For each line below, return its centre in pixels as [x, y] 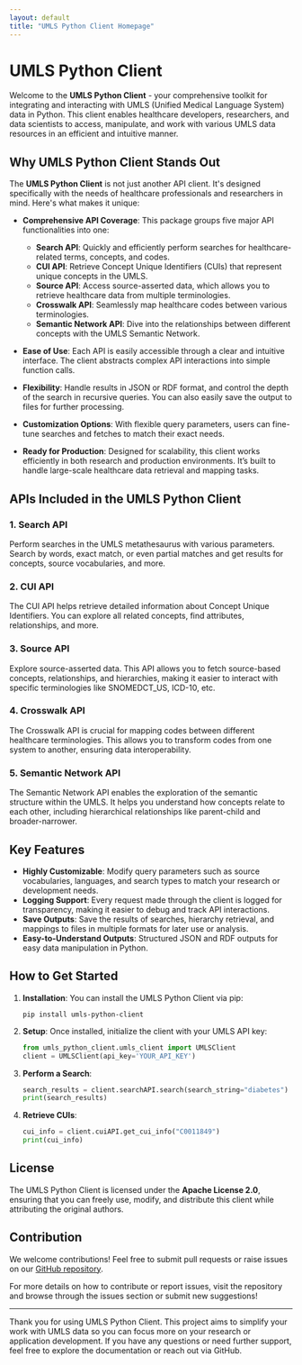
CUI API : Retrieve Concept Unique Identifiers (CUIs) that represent [159, 267]
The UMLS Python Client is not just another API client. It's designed [135, 184]
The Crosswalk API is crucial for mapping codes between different [132, 730]
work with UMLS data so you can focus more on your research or [130, 1331]
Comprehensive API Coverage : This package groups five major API [148, 221]
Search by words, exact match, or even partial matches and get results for [147, 553]
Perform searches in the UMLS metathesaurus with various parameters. [142, 544]
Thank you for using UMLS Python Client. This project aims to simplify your [148, 1322]
